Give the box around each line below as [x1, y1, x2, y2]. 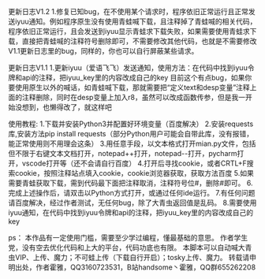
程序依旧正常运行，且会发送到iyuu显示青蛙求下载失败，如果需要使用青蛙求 [8, 27, 250, 35]
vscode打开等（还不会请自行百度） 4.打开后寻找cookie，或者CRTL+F [21, 158, 247, 168]
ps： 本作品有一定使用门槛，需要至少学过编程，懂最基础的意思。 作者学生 [8, 233, 248, 242]
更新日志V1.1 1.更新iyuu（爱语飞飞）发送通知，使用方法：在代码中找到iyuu [8, 63, 248, 73]
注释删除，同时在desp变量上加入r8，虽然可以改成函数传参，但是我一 [21, 93, 246, 102]
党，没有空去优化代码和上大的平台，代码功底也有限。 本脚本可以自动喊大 [8, 243, 245, 252]
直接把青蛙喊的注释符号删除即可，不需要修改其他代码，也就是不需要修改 [21, 36, 257, 46]
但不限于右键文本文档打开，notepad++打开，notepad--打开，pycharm [8, 149, 238, 158]
